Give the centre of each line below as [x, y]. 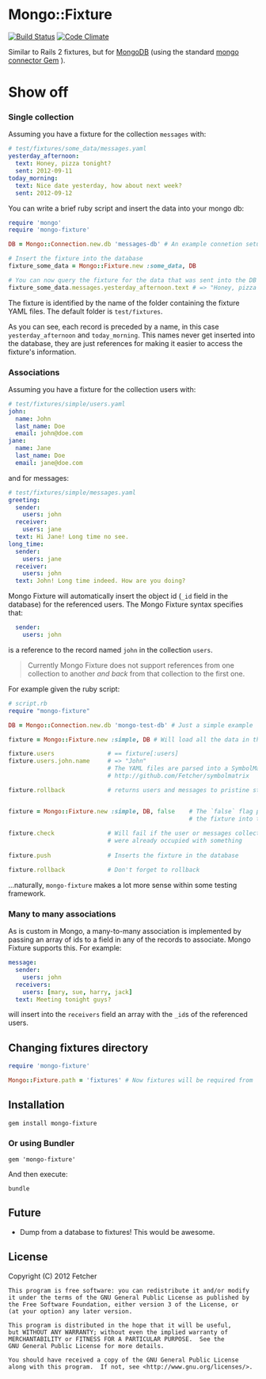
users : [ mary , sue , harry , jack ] [78, 992]
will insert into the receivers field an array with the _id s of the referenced [128, 1015]
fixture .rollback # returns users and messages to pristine [129, 790]
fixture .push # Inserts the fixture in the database [123, 856]
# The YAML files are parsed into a [167, 769]
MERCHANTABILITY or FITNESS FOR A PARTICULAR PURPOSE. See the [116, 1339]
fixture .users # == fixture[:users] [93, 754]
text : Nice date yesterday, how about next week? [99, 185]
